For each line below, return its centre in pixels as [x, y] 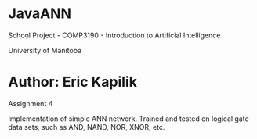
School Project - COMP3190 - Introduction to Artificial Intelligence [114, 35]
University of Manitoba [45, 50]
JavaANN [40, 14]
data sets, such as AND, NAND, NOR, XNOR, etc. [87, 127]
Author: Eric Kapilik [72, 82]
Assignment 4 [31, 103]
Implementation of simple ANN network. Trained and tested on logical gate [128, 119]
